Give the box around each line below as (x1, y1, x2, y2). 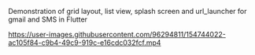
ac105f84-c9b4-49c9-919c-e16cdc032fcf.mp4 (8, 38, 161, 47)
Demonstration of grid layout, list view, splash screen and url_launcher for (8, 7, 247, 15)
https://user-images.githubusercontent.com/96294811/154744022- (8, 30, 226, 39)
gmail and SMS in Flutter (8, 15, 88, 24)
